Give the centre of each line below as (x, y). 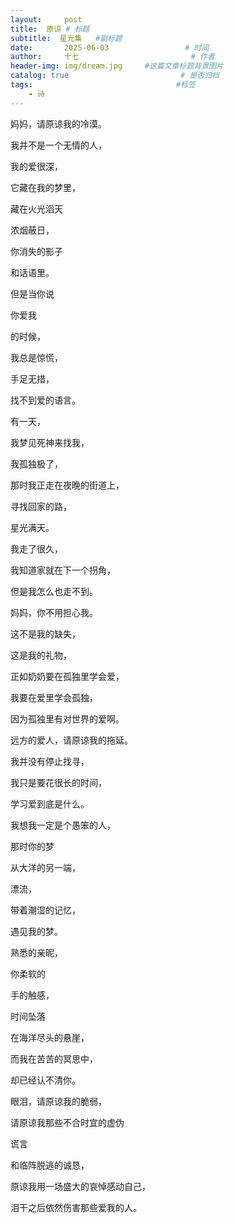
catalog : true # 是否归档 (115, 76)
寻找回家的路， (41, 506)
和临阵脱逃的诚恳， (50, 1165)
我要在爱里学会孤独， (54, 697)
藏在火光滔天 (36, 208)
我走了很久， (36, 548)
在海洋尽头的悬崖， (50, 1037)
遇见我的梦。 (36, 931)
